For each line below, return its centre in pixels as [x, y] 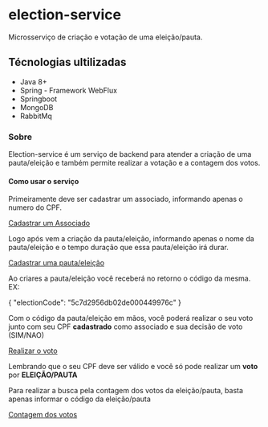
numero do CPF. [35, 207]
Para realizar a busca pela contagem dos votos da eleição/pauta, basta [126, 391]
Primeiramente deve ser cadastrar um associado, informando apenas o [126, 199]
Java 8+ [33, 81]
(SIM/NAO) [26, 335]
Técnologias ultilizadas [67, 62]
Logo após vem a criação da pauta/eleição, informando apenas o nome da [131, 239]
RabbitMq [36, 116]
